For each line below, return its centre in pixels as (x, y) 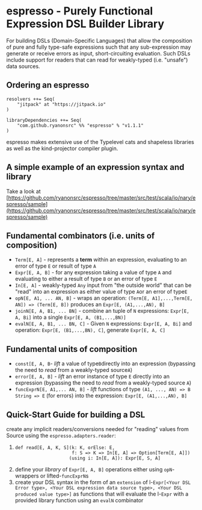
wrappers (27, 476)
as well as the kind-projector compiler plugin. (62, 148)
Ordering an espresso (48, 85)
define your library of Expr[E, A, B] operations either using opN (93, 469)
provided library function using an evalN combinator (79, 500)
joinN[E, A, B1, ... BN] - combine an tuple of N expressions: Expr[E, (102, 311)
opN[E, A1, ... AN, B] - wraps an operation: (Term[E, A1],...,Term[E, (104, 298)
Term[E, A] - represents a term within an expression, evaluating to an (101, 260)
